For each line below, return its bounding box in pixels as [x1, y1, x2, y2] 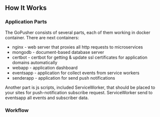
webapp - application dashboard [12, 65, 78, 70]
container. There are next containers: [5, 34, 79, 40]
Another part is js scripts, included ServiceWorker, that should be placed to [5, 84, 156, 90]
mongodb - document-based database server [12, 49, 105, 55]
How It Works [5, 4, 47, 12]
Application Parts [5, 18, 47, 25]
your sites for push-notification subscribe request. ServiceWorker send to [5, 89, 153, 95]
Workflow [5, 107, 29, 114]
